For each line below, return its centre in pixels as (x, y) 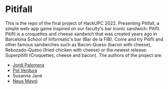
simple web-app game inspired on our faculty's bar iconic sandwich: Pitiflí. (83, 28)
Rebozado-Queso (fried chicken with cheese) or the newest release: (76, 50)
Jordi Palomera (28, 65)
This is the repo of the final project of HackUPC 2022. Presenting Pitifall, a (82, 23)
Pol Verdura (25, 70)
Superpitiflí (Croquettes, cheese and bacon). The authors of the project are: (84, 55)
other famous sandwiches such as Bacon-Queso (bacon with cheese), (78, 44)
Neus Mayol (25, 81)
